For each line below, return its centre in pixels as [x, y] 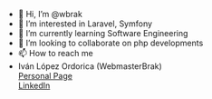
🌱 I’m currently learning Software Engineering [103, 33]
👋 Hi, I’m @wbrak [50, 14]
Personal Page [45, 76]
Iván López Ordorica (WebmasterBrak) [90, 66]
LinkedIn [34, 85]
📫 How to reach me [55, 53]
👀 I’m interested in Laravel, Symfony [85, 24]
